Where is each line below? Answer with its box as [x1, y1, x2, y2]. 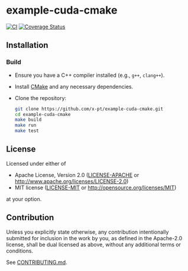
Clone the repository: [14, 94, 67, 101]
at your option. [6, 195, 42, 202]
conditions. [6, 247, 34, 254]
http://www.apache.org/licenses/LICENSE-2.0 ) [14, 178, 129, 185]
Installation [6, 40, 48, 50]
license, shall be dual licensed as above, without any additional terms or [6, 241, 181, 248]
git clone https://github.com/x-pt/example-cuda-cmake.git [14, 106, 164, 112]
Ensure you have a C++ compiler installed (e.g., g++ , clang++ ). [14, 72, 165, 79]
